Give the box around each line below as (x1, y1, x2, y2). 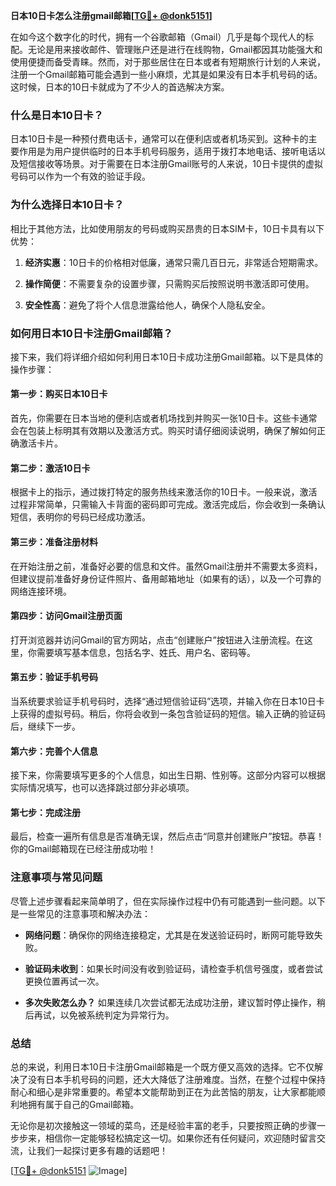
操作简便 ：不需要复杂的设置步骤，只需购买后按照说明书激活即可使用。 (24, 277, 315, 289)
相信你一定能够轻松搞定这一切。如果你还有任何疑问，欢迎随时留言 (44, 1132, 317, 1144)
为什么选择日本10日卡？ (10, 198, 125, 212)
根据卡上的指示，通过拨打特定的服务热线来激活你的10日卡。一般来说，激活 (10, 486, 318, 498)
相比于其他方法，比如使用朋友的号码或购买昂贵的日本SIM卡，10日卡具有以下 (10, 222, 325, 234)
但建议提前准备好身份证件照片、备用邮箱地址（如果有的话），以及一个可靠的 (10, 572, 322, 584)
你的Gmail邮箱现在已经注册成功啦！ (10, 843, 157, 855)
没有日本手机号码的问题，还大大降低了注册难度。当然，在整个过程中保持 (27, 1073, 326, 1085)
